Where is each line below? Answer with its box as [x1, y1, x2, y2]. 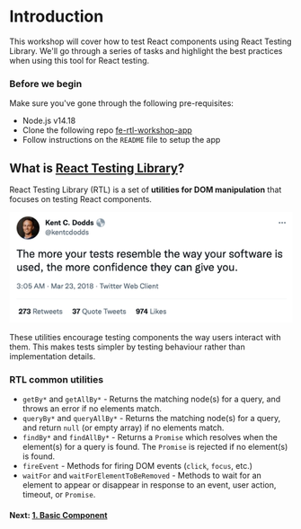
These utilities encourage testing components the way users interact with [9, 332, 281, 343]
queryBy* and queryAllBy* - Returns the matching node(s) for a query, [22, 413, 281, 424]
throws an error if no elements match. [22, 403, 163, 414]
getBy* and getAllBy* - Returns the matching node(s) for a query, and [22, 393, 281, 405]
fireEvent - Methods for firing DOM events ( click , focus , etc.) [22, 461, 253, 472]
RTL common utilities [9, 373, 104, 385]
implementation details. [9, 351, 96, 362]
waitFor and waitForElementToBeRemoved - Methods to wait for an [22, 470, 262, 481]
